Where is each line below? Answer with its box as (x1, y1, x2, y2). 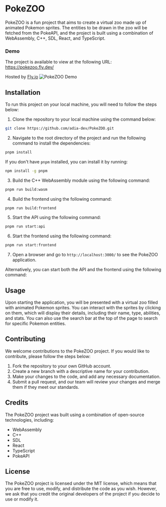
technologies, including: (5, 417, 55, 423)
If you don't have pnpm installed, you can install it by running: (5, 158, 128, 164)
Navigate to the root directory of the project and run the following (12, 135, 146, 141)
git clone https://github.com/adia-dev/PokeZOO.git (5, 126, 114, 131)
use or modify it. (5, 496, 39, 502)
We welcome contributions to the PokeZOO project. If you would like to (5, 348, 150, 354)
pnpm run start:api (5, 224, 46, 229)
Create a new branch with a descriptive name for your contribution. (12, 368, 150, 374)
